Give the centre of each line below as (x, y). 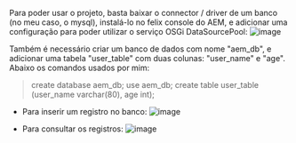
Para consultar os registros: (73, 129)
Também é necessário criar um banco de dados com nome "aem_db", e (140, 49)
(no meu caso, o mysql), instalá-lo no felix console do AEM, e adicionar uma (148, 22)
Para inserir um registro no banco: (84, 111)
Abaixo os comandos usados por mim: (80, 68)
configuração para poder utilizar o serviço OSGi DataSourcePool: (128, 32)
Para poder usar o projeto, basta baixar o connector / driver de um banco (144, 13)
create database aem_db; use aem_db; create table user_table (145, 85)
